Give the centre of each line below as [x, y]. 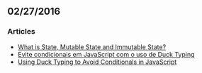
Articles [21, 32]
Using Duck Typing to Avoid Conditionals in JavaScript [97, 62]
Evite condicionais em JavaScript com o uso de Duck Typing [106, 54]
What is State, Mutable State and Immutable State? [92, 47]
